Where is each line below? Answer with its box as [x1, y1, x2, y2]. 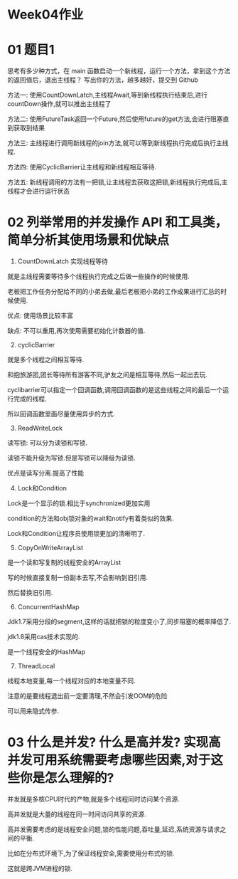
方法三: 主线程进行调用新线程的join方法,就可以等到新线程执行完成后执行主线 [7, 139, 229, 147]
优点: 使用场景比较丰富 [7, 311, 73, 320]
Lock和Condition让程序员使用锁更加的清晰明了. [7, 530, 146, 538]
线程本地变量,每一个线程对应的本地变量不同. [7, 677, 136, 685]
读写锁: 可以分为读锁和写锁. [7, 438, 88, 447]
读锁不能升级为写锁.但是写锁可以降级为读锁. [7, 453, 136, 463]
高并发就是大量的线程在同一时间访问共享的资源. [7, 810, 147, 819]
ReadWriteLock [17, 424, 63, 433]
